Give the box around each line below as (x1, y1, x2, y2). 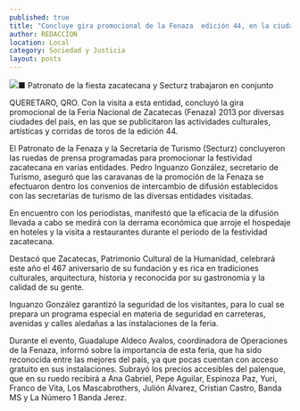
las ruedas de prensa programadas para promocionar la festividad (9, 152, 253, 163)
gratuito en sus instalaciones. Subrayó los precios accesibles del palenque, (9, 364, 286, 374)
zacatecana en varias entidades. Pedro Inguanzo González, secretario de (9, 162, 279, 172)
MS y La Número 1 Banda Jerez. (9, 392, 127, 402)
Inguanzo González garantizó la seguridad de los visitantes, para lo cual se (9, 300, 285, 309)
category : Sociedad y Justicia (9, 46, 126, 55)
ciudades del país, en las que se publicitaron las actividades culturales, (9, 117, 271, 127)
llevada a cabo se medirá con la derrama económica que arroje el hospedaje (9, 218, 291, 227)
